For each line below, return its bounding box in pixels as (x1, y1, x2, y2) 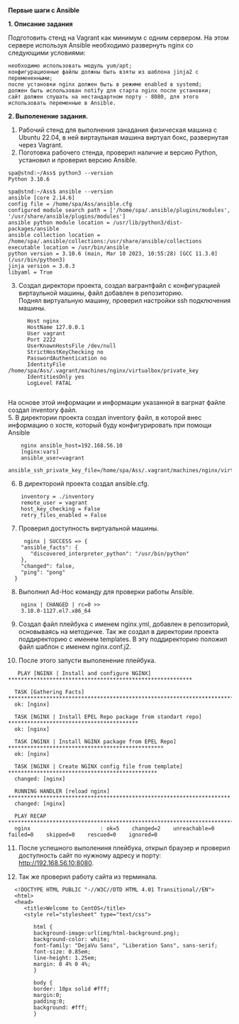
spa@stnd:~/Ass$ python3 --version (8, 169, 113, 177)
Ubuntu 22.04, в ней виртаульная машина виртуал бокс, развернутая (18, 133, 229, 141)
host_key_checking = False (21, 506, 101, 513)
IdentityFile (26, 361, 66, 368)
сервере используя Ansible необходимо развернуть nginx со (8, 41, 194, 49)
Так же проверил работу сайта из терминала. (18, 872, 158, 881)
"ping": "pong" (21, 569, 66, 576)
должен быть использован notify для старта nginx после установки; (8, 87, 212, 94)
